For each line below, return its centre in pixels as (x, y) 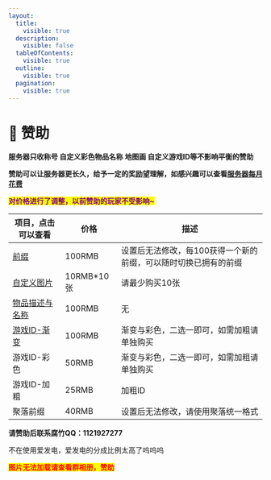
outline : (30, 68)
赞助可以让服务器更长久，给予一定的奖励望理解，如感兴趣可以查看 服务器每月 (135, 174)
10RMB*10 (87, 276)
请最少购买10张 (150, 283)
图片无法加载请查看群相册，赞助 (61, 467)
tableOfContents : (45, 53)
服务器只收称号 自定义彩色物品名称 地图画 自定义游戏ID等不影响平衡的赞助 (131, 157)
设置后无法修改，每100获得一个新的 (189, 250)
